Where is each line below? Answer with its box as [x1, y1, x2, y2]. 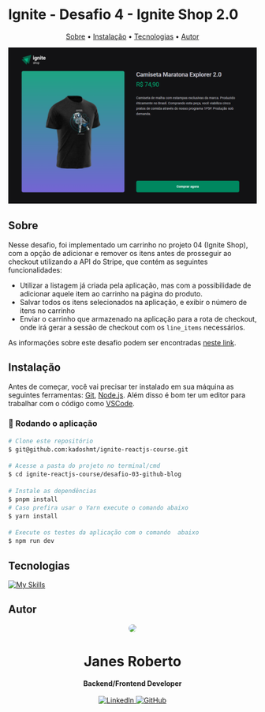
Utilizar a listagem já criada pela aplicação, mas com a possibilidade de [19, 281, 252, 290]
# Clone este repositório [8, 437, 93, 445]
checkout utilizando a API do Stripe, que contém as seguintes [8, 257, 208, 266]
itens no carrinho [19, 306, 76, 315]
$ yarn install [8, 512, 58, 520]
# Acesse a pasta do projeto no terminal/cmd [8, 462, 160, 470]
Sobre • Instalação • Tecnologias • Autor [65, 32, 200, 41]
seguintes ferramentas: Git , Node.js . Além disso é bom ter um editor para [8, 390, 246, 400]
